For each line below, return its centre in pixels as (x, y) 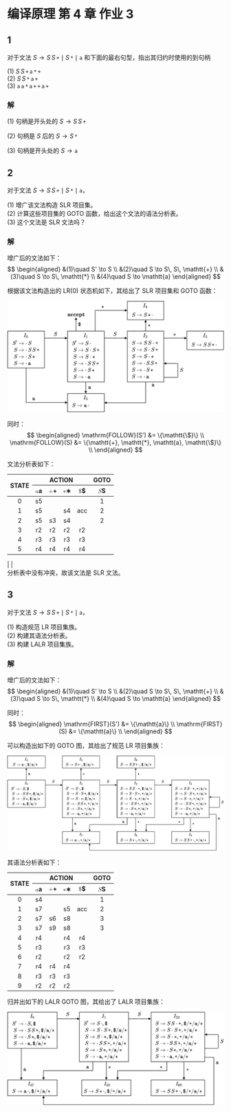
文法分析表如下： (31, 464)
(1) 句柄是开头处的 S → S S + (47, 121)
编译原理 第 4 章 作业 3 (70, 14)
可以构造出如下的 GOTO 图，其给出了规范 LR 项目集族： (86, 746)
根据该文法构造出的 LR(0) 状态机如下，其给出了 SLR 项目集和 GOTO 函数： (112, 291)
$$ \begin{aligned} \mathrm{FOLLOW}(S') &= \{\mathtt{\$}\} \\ (115, 435)
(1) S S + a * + (24, 71)
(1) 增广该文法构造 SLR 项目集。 (52, 205)
